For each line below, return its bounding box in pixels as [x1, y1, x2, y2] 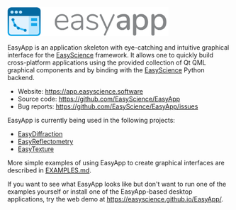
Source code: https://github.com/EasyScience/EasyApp [17, 95, 181, 103]
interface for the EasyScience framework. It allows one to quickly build [7, 51, 214, 59]
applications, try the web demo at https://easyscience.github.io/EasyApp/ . [7, 195, 224, 203]
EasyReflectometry [17, 138, 74, 145]
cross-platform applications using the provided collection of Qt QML [7, 58, 207, 67]
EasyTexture [17, 145, 55, 153]
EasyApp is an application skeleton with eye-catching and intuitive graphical [7, 43, 230, 52]
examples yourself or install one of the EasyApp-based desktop [7, 187, 193, 196]
